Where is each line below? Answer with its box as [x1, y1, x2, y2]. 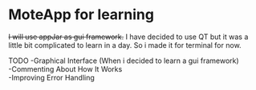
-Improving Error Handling [8, 72, 95, 82]
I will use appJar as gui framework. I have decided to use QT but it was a [8, 32, 249, 41]
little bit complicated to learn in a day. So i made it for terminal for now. [8, 40, 242, 49]
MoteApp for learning [8, 6, 155, 24]
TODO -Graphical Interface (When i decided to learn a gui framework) [8, 56, 239, 65]
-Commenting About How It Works [8, 64, 123, 73]
